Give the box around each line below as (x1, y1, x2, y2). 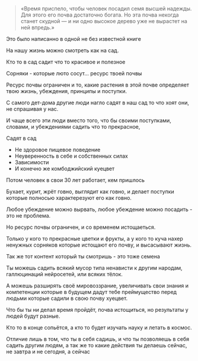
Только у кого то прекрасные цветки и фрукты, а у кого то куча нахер (6, 235, 183, 242)
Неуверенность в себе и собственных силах (14, 152, 129, 159)
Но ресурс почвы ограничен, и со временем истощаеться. (6, 223, 156, 231)
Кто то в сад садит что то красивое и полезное (6, 59, 126, 65)
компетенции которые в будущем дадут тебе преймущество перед (6, 289, 177, 295)
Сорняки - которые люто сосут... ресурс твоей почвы (6, 70, 142, 76)
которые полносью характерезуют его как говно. (6, 194, 132, 201)
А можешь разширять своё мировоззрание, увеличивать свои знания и (6, 282, 189, 289)
